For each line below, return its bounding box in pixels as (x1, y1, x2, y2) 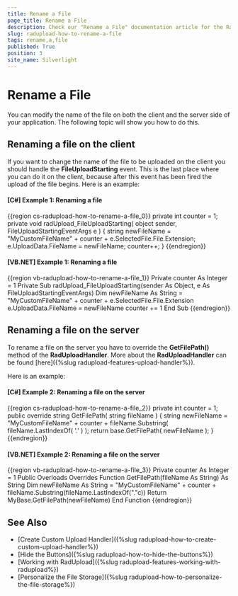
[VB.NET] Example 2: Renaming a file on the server (7, 450, 160, 459)
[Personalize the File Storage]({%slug (17, 573, 127, 581)
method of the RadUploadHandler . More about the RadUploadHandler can (7, 350, 227, 359)
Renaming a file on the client (7, 139, 136, 151)
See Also (7, 516, 47, 528)
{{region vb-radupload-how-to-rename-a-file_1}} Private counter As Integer (7, 273, 228, 282)
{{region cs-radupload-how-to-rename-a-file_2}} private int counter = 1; (7, 403, 218, 412)
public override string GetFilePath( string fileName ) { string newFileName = (7, 411, 228, 420)
